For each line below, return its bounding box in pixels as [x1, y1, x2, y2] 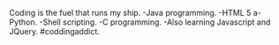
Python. [9, 17, 38, 27]
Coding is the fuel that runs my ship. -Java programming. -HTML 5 [9, 8, 252, 18]
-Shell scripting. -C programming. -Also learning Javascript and [39, 17, 271, 27]
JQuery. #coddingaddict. [9, 26, 100, 36]
